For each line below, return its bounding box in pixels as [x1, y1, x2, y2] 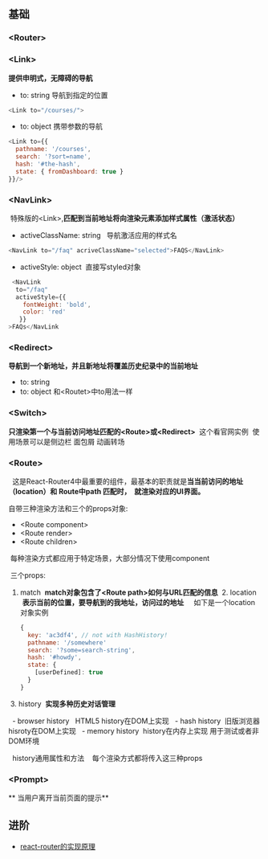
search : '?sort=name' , [15, 153, 91, 161]
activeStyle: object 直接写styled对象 [19, 262, 141, 272]
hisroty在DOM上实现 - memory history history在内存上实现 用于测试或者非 [8, 726, 259, 735]
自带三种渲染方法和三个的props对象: [8, 503, 128, 513]
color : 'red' [22, 308, 67, 316]
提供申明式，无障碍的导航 [8, 73, 93, 83]
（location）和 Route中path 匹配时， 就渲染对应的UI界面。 [8, 486, 205, 496]
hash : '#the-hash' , [15, 160, 81, 169]
